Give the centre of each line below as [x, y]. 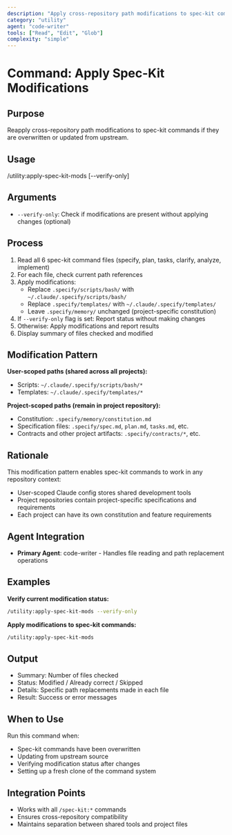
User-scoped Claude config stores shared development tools [104, 493]
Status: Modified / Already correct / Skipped [80, 683]
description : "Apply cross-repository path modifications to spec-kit [111, 13]
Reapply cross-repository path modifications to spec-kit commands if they [113, 130]
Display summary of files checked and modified [85, 333]
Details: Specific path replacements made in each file [93, 690]
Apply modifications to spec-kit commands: [72, 624]
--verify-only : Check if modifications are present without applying [113, 214]
